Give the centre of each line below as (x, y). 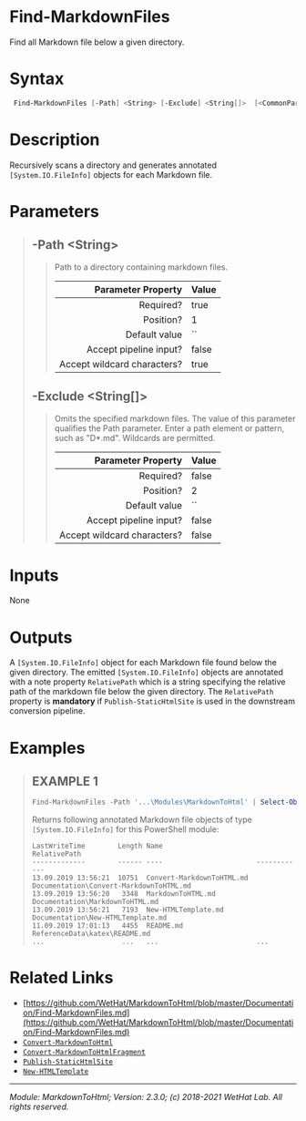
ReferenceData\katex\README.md (91, 934)
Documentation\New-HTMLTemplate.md (99, 918)
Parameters (55, 211)
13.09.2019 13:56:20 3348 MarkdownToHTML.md (123, 894)
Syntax (37, 79)
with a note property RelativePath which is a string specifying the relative (148, 682)
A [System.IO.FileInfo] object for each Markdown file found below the (143, 663)
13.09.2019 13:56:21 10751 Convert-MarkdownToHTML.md (140, 878)
